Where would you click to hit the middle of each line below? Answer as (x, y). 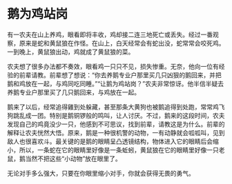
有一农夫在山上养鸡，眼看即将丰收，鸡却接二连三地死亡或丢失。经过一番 (110, 34)
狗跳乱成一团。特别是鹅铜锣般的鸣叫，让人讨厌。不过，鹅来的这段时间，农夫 (116, 115)
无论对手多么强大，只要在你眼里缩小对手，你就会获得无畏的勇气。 (101, 173)
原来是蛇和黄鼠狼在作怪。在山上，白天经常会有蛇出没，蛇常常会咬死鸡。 (122, 43)
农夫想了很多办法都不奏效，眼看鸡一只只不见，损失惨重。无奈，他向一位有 (113, 66)
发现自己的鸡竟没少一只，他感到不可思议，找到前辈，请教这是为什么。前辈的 (116, 124)
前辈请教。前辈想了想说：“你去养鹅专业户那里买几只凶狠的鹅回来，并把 (120, 75)
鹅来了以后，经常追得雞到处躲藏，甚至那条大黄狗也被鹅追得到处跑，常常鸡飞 (116, 107)
